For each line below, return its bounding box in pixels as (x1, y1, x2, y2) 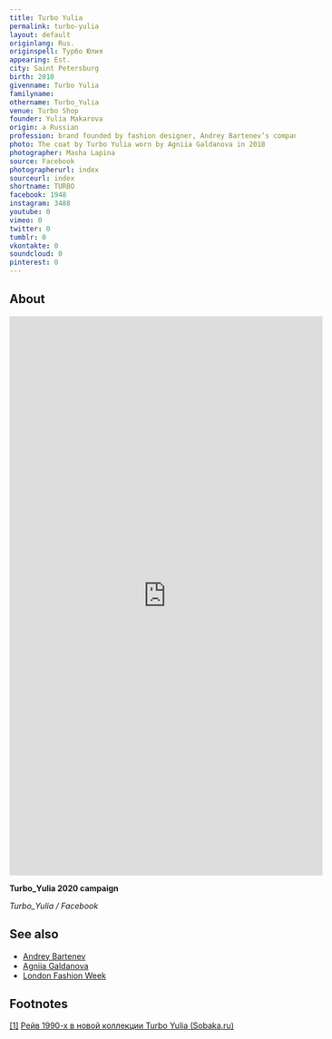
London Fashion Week (22, 970, 107, 981)
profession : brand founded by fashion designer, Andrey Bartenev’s (9, 132, 270, 141)
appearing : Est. (9, 55, 71, 64)
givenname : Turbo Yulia (9, 81, 100, 90)
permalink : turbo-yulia (9, 22, 100, 31)
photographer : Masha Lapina (9, 148, 116, 157)
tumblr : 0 (9, 232, 47, 241)
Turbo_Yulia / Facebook (9, 900, 99, 911)
